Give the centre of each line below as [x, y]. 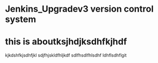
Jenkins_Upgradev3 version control [79, 9]
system [21, 19]
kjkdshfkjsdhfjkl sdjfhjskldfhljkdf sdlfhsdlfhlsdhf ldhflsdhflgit [66, 55]
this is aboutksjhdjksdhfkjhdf [66, 42]
